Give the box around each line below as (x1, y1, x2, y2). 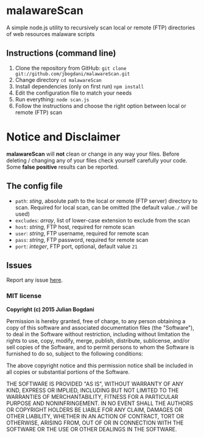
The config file (6, 181, 63, 191)
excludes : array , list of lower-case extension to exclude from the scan (15, 216, 190, 224)
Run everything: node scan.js (15, 95, 90, 103)
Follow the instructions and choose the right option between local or (15, 102, 187, 109)
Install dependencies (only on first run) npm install (15, 82, 144, 90)
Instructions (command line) (6, 48, 116, 59)
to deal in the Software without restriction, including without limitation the (6, 330, 190, 338)
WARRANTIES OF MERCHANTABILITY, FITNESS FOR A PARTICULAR (6, 393, 178, 400)
